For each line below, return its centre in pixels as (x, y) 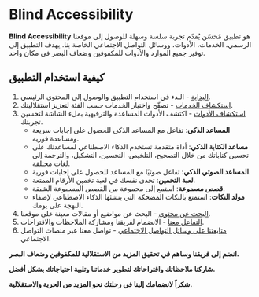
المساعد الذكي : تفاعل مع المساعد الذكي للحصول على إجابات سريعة (131, 130)
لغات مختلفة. (51, 163)
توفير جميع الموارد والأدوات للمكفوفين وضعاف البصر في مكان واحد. (107, 53)
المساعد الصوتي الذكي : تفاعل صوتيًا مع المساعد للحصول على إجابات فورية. (141, 171)
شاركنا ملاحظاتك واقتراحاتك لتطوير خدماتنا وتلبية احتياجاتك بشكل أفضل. (112, 269)
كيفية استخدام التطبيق (57, 77)
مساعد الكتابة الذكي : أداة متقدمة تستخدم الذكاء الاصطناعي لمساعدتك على (140, 146)
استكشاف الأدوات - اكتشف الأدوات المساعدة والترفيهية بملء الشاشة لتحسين (133, 113)
